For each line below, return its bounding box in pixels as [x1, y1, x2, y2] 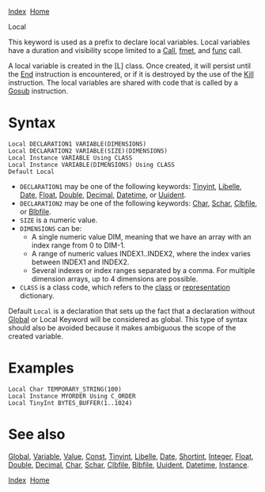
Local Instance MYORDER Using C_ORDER [8, 392, 136, 400]
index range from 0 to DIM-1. [31, 240, 126, 250]
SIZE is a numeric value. [19, 215, 98, 225]
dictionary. [19, 290, 55, 300]
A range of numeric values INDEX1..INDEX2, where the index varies [31, 248, 252, 258]
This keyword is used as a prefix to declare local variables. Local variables [8, 37, 251, 47]
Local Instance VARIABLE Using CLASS [8, 153, 133, 161]
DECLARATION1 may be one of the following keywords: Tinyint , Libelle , [19, 181, 243, 191]
